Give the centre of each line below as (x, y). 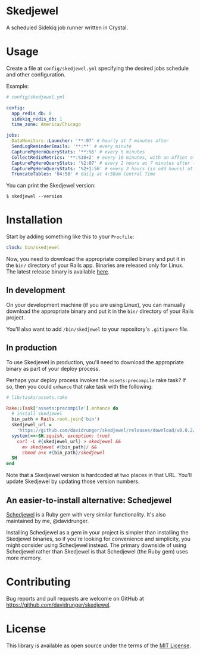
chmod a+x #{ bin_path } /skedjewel (63, 453)
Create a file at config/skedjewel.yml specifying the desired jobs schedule (98, 68)
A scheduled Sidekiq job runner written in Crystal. (67, 27)
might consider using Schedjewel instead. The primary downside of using (96, 545)
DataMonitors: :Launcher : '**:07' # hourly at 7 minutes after (90, 141)
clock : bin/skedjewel (33, 248)
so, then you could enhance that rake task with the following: (79, 386)
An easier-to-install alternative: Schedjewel (89, 500)
